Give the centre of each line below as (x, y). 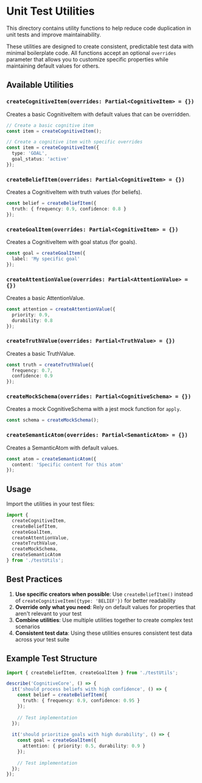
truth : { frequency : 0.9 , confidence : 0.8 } (69, 209)
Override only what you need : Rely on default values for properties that (105, 607)
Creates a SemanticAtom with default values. (63, 448)
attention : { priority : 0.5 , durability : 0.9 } (84, 746)
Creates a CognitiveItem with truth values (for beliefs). (74, 192)
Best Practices (34, 580)
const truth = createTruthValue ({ (50, 365)
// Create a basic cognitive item (50, 125)
